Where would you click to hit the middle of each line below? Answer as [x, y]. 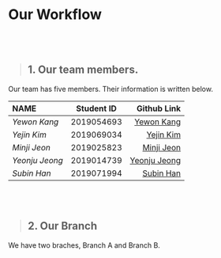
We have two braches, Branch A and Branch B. [84, 245]
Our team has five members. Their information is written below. [110, 89]
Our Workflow [55, 15]
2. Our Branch [62, 226]
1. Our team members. [83, 70]
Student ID [96, 108]
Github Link [159, 108]
